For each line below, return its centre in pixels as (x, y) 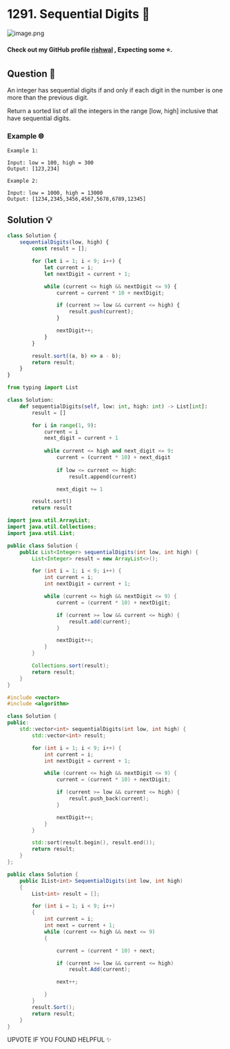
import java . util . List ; (41, 533)
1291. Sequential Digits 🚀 (79, 14)
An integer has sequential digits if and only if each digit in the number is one (115, 90)
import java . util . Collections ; (52, 527)
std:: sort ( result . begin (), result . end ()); (94, 843)
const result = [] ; (60, 249)
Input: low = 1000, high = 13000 (55, 193)
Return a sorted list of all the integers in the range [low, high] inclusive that (113, 111)
